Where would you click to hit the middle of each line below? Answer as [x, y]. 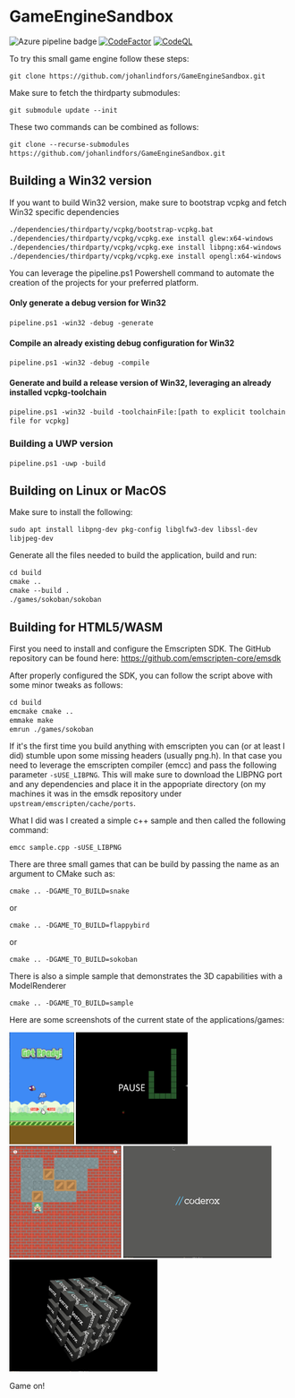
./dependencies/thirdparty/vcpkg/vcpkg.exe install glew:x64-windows [142, 238]
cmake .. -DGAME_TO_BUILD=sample [72, 1003]
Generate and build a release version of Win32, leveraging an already [140, 382]
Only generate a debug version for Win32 [88, 303]
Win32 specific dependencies [64, 211]
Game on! [27, 1386]
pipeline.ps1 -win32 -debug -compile [80, 363]
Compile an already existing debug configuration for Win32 [122, 343]
